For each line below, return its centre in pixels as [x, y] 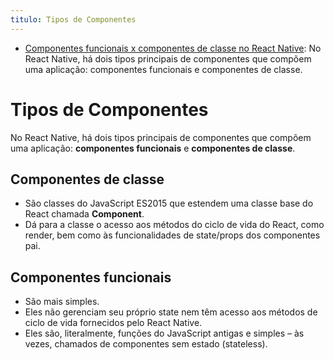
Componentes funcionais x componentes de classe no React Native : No [173, 48]
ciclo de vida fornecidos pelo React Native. [113, 323]
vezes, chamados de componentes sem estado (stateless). [146, 344]
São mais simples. [62, 302]
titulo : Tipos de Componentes [73, 19]
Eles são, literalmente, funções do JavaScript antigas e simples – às [164, 333]
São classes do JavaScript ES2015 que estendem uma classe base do [169, 203]
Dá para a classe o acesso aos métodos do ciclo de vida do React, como [174, 225]
